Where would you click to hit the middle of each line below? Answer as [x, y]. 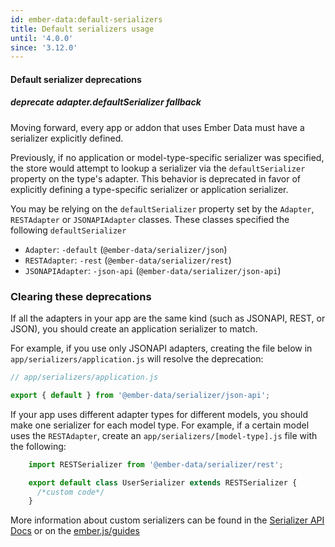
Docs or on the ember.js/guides [75, 531]
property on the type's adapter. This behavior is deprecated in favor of [155, 178]
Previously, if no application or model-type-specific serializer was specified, [167, 157]
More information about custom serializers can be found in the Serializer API [167, 520]
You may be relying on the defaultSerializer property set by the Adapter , [162, 208]
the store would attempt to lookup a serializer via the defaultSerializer [158, 168]
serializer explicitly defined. [67, 138]
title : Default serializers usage [82, 29]
